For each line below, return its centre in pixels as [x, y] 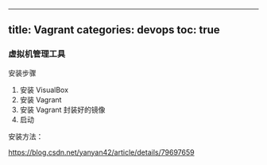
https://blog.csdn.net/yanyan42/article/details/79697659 [101, 152]
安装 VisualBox [44, 90]
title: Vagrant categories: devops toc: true [114, 30]
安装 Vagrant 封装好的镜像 [62, 109]
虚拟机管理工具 [37, 54]
